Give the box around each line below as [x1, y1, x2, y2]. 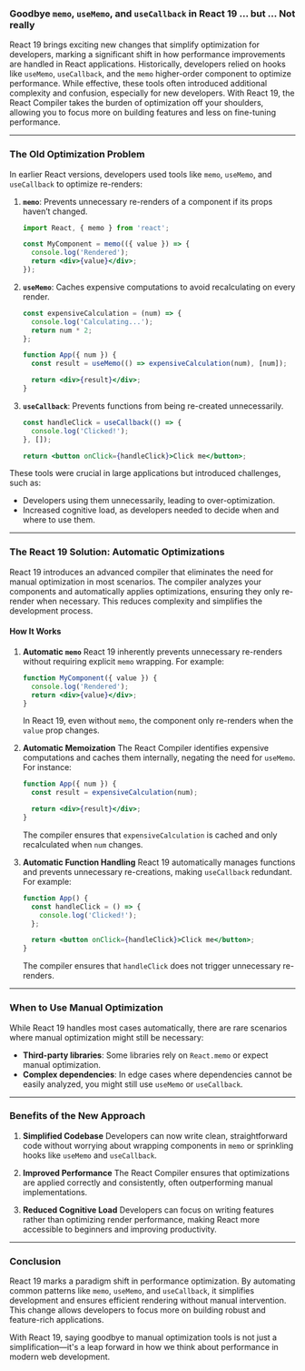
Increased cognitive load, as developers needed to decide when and [22, 504, 280, 516]
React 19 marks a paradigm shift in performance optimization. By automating [9, 1275, 296, 1286]
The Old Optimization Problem [9, 148, 145, 161]
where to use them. [22, 514, 95, 525]
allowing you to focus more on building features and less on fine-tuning [9, 107, 277, 118]
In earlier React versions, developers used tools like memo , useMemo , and [9, 168, 272, 179]
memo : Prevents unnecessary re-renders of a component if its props [22, 196, 273, 207]
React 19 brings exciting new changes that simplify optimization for [9, 39, 261, 50]
